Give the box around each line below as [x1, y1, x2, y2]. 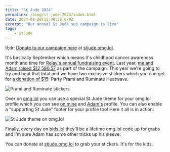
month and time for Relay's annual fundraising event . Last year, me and [5, 60, 154, 66]
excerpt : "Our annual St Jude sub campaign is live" [5, 21, 119, 27]
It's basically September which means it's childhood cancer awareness [5, 55, 153, 61]
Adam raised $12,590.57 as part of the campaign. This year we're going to [5, 65, 160, 71]
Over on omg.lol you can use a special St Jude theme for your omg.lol [5, 95, 151, 102]
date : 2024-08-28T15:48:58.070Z [5, 17, 73, 22]
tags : [5, 26, 17, 31]
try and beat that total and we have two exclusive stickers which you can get [5, 71, 165, 76]
